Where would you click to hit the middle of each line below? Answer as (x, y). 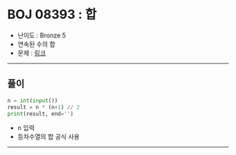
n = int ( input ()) (33, 100)
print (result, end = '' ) (40, 113)
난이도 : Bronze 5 (42, 35)
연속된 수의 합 (36, 44)
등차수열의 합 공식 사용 (48, 137)
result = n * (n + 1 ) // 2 (44, 107)
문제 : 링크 (32, 53)
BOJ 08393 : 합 (52, 14)
